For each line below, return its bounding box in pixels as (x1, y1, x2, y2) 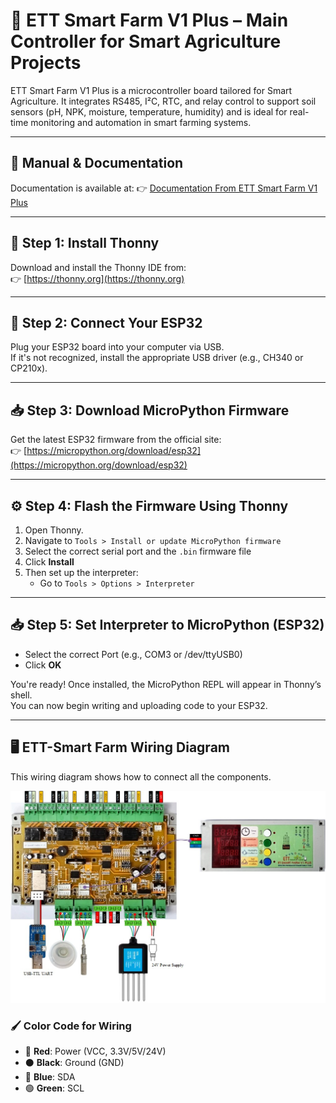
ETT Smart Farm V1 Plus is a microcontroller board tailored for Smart (10, 84, 293, 96)
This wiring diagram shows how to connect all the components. (10, 770, 272, 783)
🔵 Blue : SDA (24, 1071, 76, 1083)
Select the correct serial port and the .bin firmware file (24, 545, 252, 557)
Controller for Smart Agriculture (10, 30, 282, 53)
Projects (10, 52, 82, 74)
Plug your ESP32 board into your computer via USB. (10, 341, 225, 353)
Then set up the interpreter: (24, 567, 139, 578)
